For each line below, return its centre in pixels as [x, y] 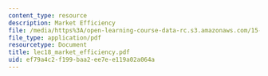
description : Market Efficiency [62, 23]
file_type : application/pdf [55, 38]
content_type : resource [48, 15]
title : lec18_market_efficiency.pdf [69, 52]
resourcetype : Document [48, 45]
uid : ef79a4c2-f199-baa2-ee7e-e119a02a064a [82, 60]
